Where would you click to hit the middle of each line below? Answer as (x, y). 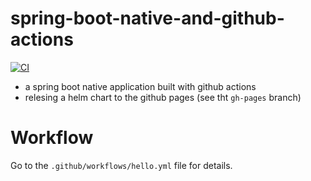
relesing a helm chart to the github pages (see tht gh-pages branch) (163, 97)
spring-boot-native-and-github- (147, 18)
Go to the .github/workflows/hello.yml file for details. (121, 165)
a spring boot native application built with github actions (140, 86)
